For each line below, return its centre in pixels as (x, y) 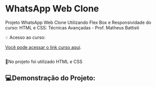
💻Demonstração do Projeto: (50, 78)
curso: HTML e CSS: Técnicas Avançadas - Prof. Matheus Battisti (72, 27)
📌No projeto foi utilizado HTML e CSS (44, 62)
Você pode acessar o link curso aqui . (43, 47)
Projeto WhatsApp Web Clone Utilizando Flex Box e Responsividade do (78, 22)
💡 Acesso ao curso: (25, 37)
